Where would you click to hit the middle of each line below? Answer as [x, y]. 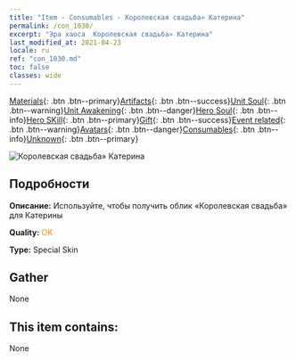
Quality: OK [31, 232]
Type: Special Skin [44, 250]
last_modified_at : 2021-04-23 [66, 42]
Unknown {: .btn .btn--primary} [82, 138]
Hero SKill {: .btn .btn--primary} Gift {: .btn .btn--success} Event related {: [156, 119]
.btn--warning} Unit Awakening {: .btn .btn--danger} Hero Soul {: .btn [132, 110]
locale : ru [29, 51]
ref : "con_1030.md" [45, 59]
